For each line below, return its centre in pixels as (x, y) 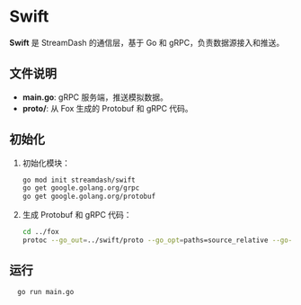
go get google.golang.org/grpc (81, 188)
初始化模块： (46, 163)
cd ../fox (41, 232)
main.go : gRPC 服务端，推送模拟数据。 (95, 97)
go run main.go (46, 292)
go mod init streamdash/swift (79, 180)
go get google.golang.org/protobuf (89, 197)
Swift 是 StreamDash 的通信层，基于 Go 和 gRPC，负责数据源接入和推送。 (147, 42)
